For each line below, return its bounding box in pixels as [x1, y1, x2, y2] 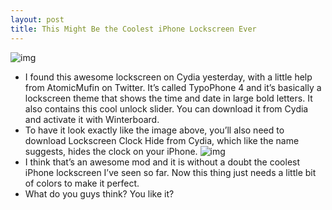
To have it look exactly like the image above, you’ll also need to [24, 124, 285, 136]
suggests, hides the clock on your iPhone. [24, 145, 198, 157]
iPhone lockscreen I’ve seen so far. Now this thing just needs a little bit [24, 166, 317, 178]
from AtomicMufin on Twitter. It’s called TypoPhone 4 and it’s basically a [24, 81, 322, 93]
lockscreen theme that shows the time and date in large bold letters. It [24, 92, 313, 104]
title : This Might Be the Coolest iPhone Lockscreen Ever [10, 24, 257, 34]
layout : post [10, 14, 65, 25]
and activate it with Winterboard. [24, 113, 160, 125]
